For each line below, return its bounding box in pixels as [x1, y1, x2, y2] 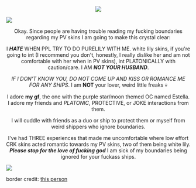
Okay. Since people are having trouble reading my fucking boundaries [14, 28, 183, 35]
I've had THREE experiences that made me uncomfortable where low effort [8, 135, 189, 141]
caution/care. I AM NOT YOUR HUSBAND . [47, 64, 149, 71]
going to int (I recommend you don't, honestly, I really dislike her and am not [6, 52, 190, 58]
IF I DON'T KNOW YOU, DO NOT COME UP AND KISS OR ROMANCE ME [11, 76, 185, 82]
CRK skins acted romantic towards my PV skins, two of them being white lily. [6, 141, 191, 148]
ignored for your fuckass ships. [60, 153, 136, 160]
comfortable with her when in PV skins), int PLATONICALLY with [21, 58, 176, 64]
